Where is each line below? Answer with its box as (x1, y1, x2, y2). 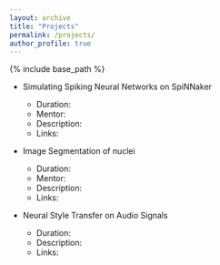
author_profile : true (9, 38, 92, 48)
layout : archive (9, 13, 71, 23)
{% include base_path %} (9, 64, 105, 75)
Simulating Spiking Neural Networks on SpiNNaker (22, 81, 212, 92)
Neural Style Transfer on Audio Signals (22, 210, 168, 221)
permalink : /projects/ (9, 30, 95, 39)
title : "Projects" (9, 22, 79, 31)
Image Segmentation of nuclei (22, 146, 135, 157)
